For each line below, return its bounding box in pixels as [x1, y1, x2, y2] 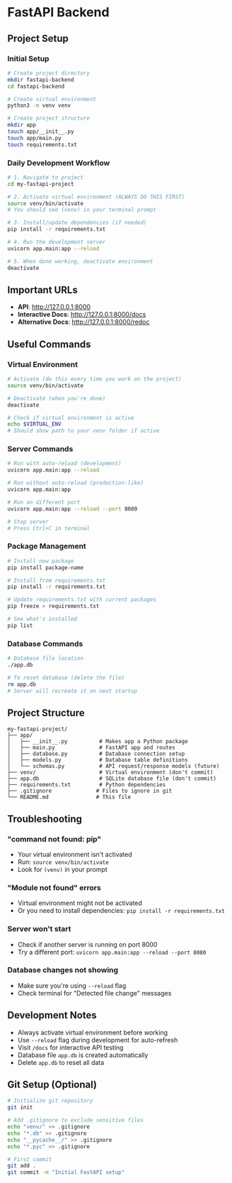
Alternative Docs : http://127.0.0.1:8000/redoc [17, 317, 150, 326]
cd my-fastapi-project [7, 180, 74, 187]
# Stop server [7, 518, 50, 525]
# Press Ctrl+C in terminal [7, 525, 91, 532]
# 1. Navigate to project [7, 174, 83, 181]
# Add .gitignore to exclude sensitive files [7, 1117, 144, 1124]
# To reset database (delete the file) [7, 674, 125, 681]
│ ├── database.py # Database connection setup [7, 750, 185, 757]
